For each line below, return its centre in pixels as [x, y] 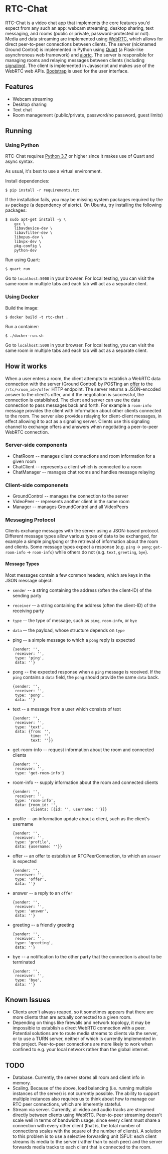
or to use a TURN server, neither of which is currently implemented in [84, 1039]
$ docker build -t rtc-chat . [37, 317]
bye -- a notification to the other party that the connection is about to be [87, 956]
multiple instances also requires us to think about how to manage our [84, 1099]
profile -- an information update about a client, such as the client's [81, 818]
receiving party [28, 611]
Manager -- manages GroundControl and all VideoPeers [70, 507]
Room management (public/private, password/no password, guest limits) [88, 115]
